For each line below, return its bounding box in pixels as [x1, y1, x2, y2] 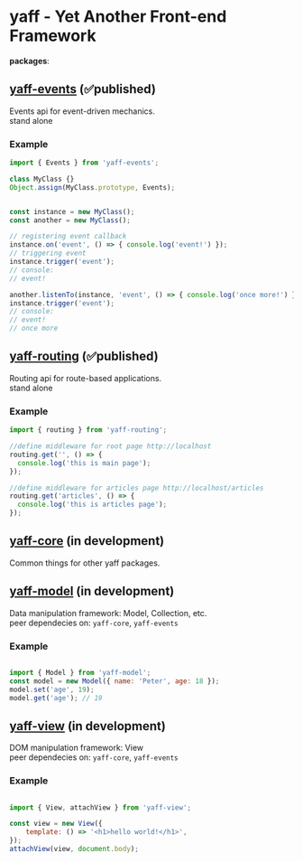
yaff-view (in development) [9, 718, 167, 734]
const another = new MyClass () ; [9, 215, 131, 225]
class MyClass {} [9, 174, 75, 183]
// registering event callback [9, 232, 127, 241]
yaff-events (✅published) [9, 81, 156, 97]
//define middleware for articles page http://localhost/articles [9, 483, 264, 492]
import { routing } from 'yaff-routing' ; [9, 426, 168, 435]
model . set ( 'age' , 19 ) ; [9, 685, 95, 694]
